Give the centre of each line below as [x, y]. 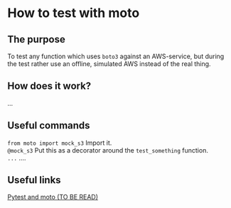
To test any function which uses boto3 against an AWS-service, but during [116, 56]
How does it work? [49, 86]
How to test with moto [74, 13]
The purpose [36, 39]
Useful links [34, 180]
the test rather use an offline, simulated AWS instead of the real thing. [109, 64]
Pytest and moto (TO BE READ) [53, 197]
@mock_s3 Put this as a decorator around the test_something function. [108, 150]
